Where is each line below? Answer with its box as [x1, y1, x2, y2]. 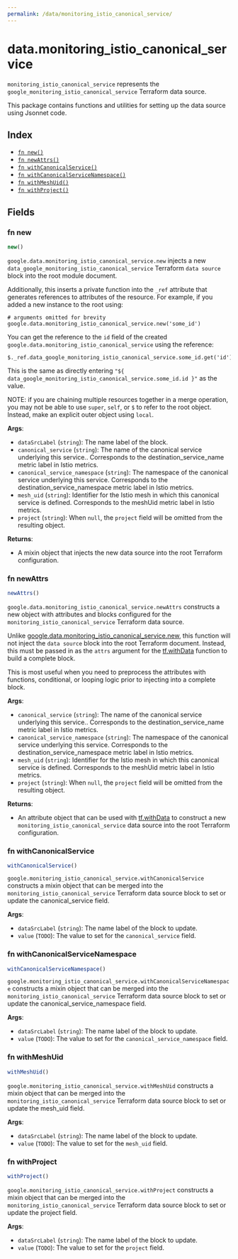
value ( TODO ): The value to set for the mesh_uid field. [17, 1139, 168, 1148]
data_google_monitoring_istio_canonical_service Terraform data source [7, 263, 221, 272]
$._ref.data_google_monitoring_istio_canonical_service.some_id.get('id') [7, 354, 233, 361]
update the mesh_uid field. [7, 1103, 85, 1112]
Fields [7, 206, 35, 218]
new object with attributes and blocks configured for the [7, 610, 172, 618]
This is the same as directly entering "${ [7, 366, 125, 375]
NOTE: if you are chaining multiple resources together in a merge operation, [7, 395, 229, 403]
